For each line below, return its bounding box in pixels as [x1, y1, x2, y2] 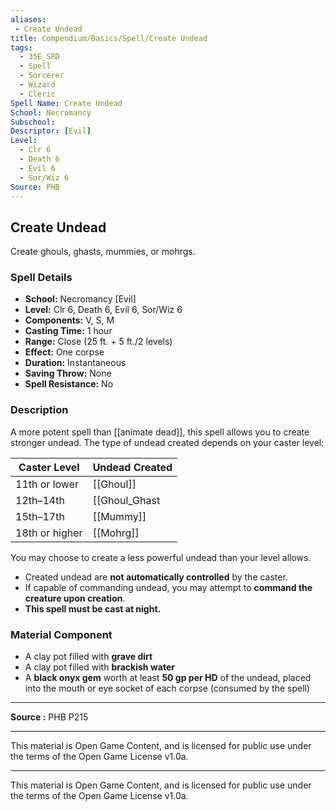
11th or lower [15, 477, 79, 491]
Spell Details [10, 271, 73, 285]
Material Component [10, 627, 113, 641]
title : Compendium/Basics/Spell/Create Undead [10, 33, 208, 43]
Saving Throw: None [24, 367, 112, 380]
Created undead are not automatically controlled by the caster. [24, 571, 288, 583]
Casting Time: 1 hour [24, 325, 113, 337]
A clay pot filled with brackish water [24, 661, 175, 673]
